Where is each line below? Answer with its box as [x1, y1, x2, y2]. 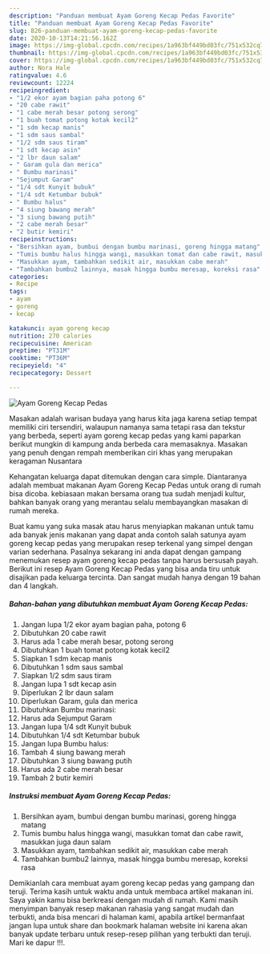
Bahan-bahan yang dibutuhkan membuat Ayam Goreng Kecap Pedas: [9, 599, 248, 609]
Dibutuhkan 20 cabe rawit [20, 628, 107, 637]
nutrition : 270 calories [9, 332, 92, 340]
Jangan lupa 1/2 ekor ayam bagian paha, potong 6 [20, 619, 187, 629]
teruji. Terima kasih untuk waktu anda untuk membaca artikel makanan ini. [9, 887, 254, 896]
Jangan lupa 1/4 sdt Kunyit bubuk [20, 722, 131, 731]
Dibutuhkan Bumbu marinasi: [20, 705, 117, 714]
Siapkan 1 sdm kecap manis [20, 653, 113, 663]
